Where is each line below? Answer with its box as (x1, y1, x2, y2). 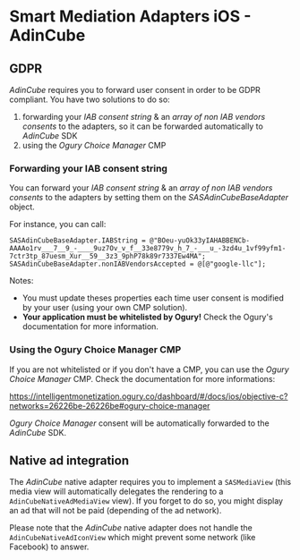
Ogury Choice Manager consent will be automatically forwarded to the (9, 418, 270, 428)
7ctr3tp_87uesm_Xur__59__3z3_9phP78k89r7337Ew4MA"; (9, 252, 206, 261)
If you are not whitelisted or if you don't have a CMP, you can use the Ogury (9, 364, 289, 375)
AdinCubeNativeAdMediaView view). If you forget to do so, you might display (9, 496, 284, 506)
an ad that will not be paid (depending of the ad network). (9, 505, 222, 516)
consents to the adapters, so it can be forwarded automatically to (21, 121, 264, 132)
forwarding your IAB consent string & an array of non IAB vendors (21, 112, 266, 122)
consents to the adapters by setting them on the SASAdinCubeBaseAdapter (9, 192, 289, 203)
